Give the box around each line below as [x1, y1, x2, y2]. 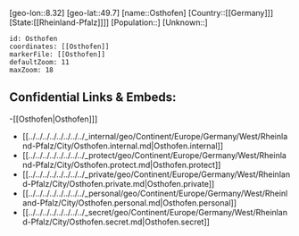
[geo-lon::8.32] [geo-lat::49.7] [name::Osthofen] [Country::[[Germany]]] [9, 8, 274, 18]
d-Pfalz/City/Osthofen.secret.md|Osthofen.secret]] [21, 216, 210, 227]
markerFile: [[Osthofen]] [9, 50, 105, 59]
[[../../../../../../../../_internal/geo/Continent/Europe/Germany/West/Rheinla [21, 131, 288, 141]
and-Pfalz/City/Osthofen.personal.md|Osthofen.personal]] [21, 197, 237, 208]
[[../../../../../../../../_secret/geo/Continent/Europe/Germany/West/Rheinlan [21, 206, 288, 217]
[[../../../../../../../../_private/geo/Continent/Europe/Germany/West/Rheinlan [21, 169, 291, 180]
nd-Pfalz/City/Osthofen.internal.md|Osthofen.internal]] [21, 140, 224, 151]
